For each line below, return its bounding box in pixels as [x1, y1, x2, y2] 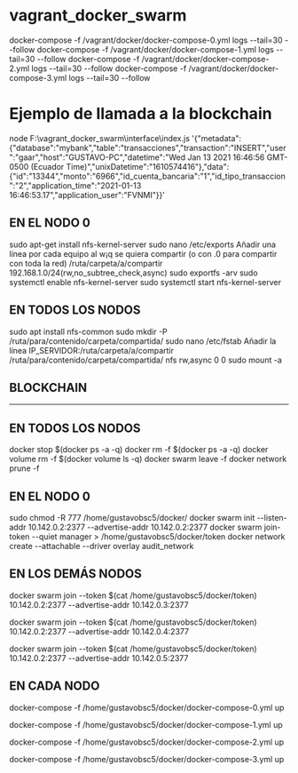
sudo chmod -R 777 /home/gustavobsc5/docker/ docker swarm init [9, 512, 255, 522]
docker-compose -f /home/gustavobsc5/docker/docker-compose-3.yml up [9, 753, 285, 764]
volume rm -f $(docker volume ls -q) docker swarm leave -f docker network [9, 454, 287, 465]
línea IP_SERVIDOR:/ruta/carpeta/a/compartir [9, 345, 175, 355]
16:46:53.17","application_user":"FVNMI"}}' [9, 189, 166, 200]
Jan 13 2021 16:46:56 [187, 152, 265, 163]
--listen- [256, 512, 288, 522]
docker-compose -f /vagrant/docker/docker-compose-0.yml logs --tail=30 [9, 35, 283, 45]
